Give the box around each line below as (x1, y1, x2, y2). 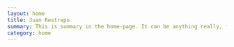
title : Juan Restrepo (7, 17, 70, 23)
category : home (7, 29, 52, 37)
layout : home (7, 10, 45, 17)
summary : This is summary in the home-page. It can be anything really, (7, 23, 223, 30)
